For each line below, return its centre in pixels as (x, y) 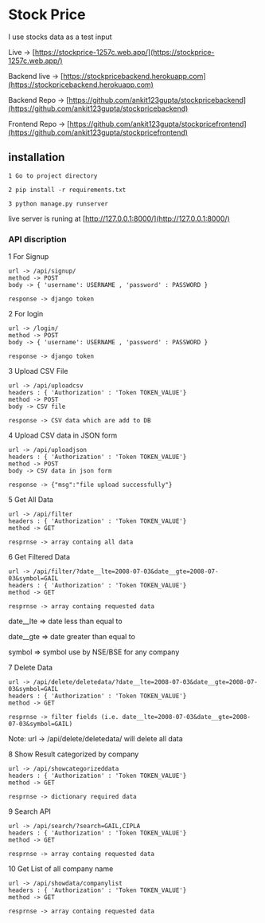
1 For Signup (29, 257)
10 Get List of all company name (61, 869)
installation (37, 157)
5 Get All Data (31, 500)
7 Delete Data (31, 668)
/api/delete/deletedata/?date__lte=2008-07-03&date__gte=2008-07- (146, 682)
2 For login (26, 314)
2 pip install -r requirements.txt (67, 190)
